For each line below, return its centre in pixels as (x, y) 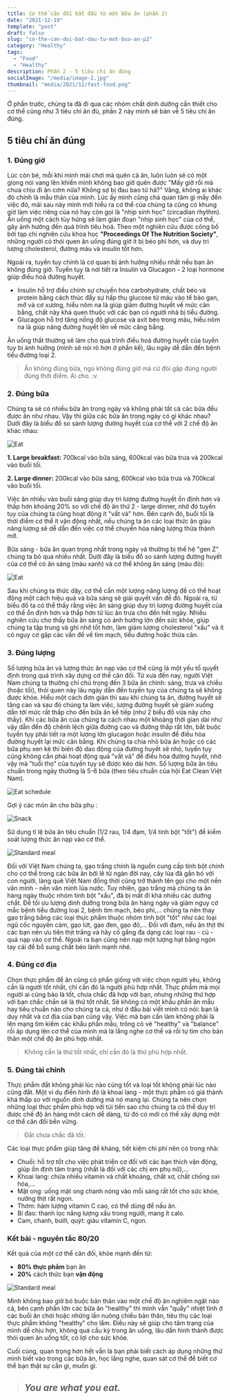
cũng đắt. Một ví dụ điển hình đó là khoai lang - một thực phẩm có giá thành (115, 1092)
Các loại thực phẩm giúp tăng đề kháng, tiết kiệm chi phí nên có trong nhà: (113, 1148)
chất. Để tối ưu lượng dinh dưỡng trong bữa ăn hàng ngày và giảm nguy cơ (113, 903)
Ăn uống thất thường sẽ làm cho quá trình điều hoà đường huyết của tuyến (113, 340)
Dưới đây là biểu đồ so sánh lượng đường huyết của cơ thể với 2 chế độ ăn (112, 423)
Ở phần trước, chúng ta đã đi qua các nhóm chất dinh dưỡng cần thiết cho (112, 104)
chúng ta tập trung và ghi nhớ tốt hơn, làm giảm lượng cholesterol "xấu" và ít (115, 627)
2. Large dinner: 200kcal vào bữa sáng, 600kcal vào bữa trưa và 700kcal (111, 479)
